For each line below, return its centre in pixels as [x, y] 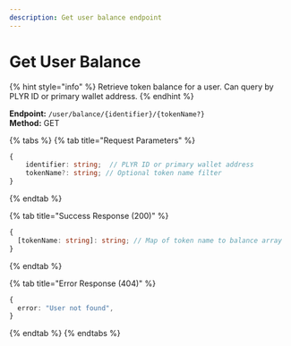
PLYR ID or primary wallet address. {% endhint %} [102, 96]
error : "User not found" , [66, 308]
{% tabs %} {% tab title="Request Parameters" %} [102, 140]
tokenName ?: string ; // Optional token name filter [124, 173]
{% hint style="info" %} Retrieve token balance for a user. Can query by [142, 87]
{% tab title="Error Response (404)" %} [83, 283]
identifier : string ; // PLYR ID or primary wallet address [140, 165]
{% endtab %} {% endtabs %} [65, 333]
